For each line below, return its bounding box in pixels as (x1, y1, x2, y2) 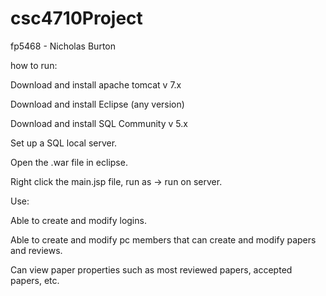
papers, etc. (10, 274, 60, 286)
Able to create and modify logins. (10, 214, 147, 226)
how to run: (10, 59, 58, 71)
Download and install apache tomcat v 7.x (10, 78, 182, 91)
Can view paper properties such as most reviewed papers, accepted (10, 263, 293, 276)
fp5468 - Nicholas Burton (10, 40, 116, 52)
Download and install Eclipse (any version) (10, 98, 185, 110)
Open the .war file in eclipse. (10, 156, 128, 168)
